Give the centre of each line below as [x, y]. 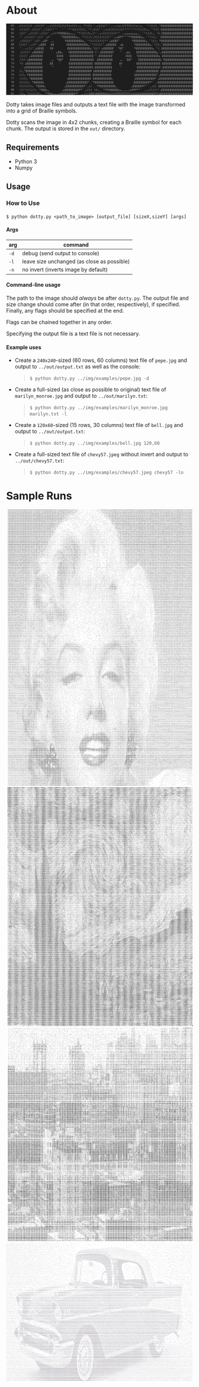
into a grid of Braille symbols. [42, 111]
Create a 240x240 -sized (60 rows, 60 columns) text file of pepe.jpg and [101, 360]
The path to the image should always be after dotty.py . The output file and [97, 298]
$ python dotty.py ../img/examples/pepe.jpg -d [89, 379]
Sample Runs [39, 496]
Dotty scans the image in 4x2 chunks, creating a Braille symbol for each [94, 123]
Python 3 [26, 162]
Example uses [24, 347]
